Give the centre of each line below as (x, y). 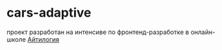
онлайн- (203, 32)
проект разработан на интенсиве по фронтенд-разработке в (98, 32)
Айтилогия (43, 39)
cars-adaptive (49, 13)
